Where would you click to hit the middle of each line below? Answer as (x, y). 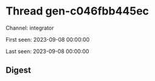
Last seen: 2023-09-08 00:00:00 (47, 51)
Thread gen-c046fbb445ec (77, 11)
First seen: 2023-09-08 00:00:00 (48, 39)
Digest (19, 70)
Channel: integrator (30, 28)
